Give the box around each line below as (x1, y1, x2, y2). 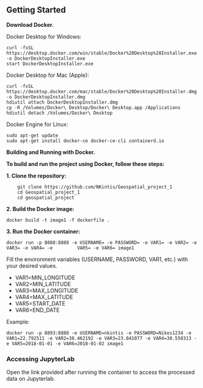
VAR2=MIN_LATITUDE (15, 280, 71, 287)
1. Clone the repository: (6, 172, 67, 179)
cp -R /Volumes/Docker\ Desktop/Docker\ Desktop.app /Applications (6, 104, 181, 110)
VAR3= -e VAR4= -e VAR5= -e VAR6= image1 (6, 245, 135, 251)
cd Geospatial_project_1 (17, 189, 80, 195)
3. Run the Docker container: (6, 228, 80, 235)
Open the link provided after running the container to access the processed (6, 368, 195, 376)
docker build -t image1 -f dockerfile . (6, 217, 111, 223)
